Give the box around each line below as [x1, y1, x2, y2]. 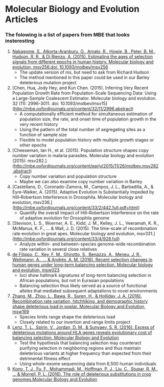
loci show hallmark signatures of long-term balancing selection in [19, 272, 152, 278]
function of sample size [19, 132, 67, 138]
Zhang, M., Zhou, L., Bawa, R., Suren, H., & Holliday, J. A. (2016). [12, 293, 142, 299]
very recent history [19, 121, 58, 127]
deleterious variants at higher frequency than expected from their [19, 350, 152, 356]
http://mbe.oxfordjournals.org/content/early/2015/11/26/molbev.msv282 [14, 163, 159, 169]
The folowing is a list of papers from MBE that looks [5, 31, 130, 38]
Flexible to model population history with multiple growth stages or [19, 137, 154, 143]
